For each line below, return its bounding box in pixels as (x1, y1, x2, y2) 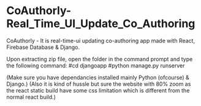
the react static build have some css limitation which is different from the (6, 86, 190, 94)
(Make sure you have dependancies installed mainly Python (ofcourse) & (6, 74, 190, 81)
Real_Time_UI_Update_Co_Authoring (6, 17, 195, 31)
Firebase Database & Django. (6, 44, 80, 51)
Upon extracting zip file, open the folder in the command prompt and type (6, 55, 193, 62)
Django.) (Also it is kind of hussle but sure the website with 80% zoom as (6, 80, 191, 88)
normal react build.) (6, 93, 56, 100)
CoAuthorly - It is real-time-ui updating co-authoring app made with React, (6, 37, 195, 44)
